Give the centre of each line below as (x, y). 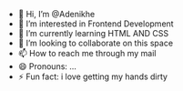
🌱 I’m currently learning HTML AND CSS (93, 33)
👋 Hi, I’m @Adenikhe (56, 14)
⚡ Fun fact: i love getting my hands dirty (93, 76)
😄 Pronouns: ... (47, 66)
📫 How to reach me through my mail (87, 53)
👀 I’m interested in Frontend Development (96, 24)
